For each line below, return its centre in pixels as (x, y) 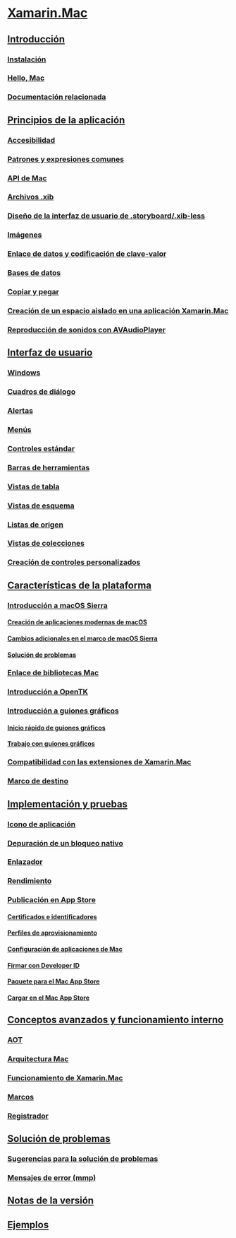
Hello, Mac (26, 78)
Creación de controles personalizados (74, 562)
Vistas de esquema (41, 506)
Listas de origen (35, 525)
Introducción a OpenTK (48, 692)
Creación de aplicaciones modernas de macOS (77, 622)
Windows (24, 373)
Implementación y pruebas (68, 804)
